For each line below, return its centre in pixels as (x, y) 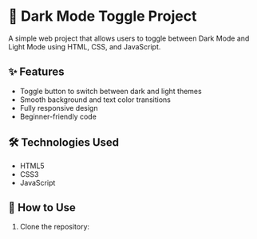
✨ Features (36, 72)
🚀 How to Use (42, 208)
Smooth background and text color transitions (95, 100)
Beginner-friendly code (58, 116)
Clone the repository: (55, 227)
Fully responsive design (59, 108)
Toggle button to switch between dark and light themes (111, 91)
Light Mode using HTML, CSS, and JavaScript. (85, 46)
